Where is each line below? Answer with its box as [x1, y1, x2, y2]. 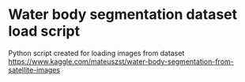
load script [8, 22, 81, 40]
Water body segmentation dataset [8, 6, 238, 24]
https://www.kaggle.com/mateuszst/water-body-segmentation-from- [8, 57, 235, 66]
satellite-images [8, 65, 61, 74]
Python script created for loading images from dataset [8, 48, 185, 58]
